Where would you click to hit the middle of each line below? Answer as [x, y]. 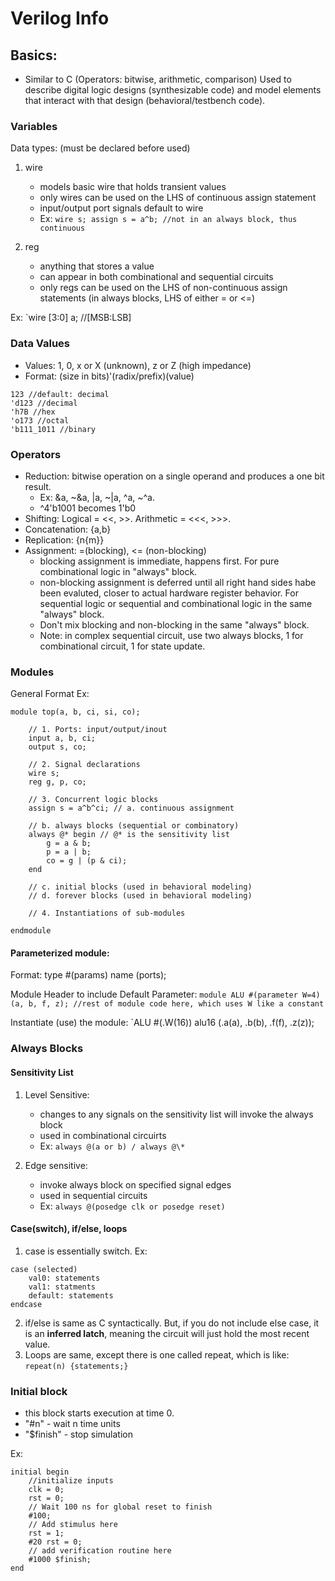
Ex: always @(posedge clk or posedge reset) [132, 1206]
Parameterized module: [60, 953]
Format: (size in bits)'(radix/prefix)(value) [109, 376]
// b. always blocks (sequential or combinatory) [134, 826]
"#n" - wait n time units [72, 1424]
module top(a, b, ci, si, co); [75, 712]
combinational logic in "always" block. [118, 571]
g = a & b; [69, 843]
